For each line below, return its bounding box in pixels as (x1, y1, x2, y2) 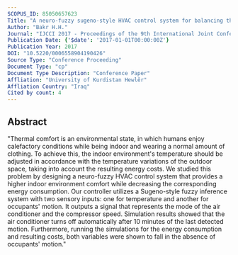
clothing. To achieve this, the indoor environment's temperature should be (7, 149, 223, 158)
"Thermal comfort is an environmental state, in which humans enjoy (7, 134, 205, 142)
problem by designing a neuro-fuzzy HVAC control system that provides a (7, 171, 223, 181)
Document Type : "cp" (7, 63, 69, 70)
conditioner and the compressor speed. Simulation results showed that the (7, 210, 225, 218)
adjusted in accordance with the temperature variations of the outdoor (7, 157, 212, 165)
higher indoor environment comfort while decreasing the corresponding (7, 179, 217, 188)
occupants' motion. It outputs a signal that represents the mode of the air (7, 202, 221, 210)
